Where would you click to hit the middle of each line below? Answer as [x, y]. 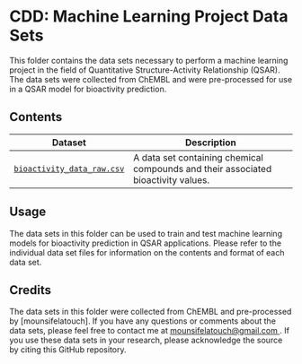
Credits [31, 290]
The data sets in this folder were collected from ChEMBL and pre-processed [151, 312]
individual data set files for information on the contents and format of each [147, 252]
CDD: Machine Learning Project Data [149, 17]
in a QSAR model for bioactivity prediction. [88, 89]
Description [210, 143]
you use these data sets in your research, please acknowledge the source [146, 340]
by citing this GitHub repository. [68, 350]
